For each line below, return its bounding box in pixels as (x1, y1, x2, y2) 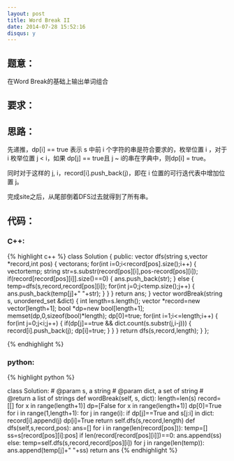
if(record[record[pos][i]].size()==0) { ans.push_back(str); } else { (7, 274, 194, 283)
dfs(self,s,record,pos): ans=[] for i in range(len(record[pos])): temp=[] (7, 424, 208, 432)
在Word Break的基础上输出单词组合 (7, 78, 109, 86)
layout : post (7, 10, 45, 17)
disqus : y (7, 29, 36, 37)
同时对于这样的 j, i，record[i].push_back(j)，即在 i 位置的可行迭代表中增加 (7, 169, 219, 177)
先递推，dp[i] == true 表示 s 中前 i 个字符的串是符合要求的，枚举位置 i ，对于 (7, 145, 228, 154)
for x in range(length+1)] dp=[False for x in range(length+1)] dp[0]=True (15, 402, 222, 410)
